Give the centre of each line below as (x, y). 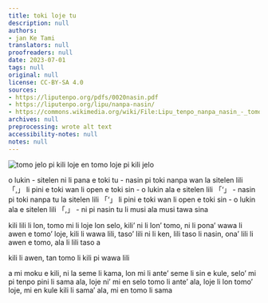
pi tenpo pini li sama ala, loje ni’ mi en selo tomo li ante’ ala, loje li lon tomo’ (131, 281)
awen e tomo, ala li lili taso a (55, 242)
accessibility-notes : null (53, 134)
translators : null (39, 45)
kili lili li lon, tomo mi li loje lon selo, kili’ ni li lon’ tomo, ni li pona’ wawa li (126, 225)
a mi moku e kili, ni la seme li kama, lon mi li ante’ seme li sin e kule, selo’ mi (132, 273)
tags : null (26, 68)
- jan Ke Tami (32, 38)
